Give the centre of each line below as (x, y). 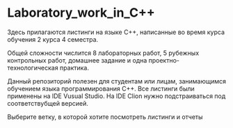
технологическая (33, 67)
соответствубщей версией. (48, 103)
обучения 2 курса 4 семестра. (53, 39)
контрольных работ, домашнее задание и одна (77, 60)
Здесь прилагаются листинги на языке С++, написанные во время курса (116, 32)
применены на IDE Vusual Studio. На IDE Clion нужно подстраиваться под (116, 96)
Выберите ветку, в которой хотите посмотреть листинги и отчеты (105, 117)
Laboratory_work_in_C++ (81, 13)
